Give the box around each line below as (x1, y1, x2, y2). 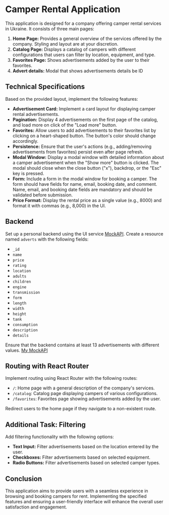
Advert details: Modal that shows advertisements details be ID (12, 67, 143, 74)
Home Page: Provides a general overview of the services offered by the (12, 35, 162, 42)
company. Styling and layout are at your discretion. (12, 41, 119, 47)
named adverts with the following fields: (5, 236, 89, 242)
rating (12, 263, 27, 268)
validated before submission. (12, 191, 73, 198)
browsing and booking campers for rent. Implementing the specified (5, 493, 147, 499)
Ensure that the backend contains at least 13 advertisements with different (5, 342, 159, 348)
